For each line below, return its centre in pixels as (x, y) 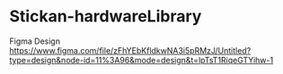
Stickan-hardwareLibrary (106, 16)
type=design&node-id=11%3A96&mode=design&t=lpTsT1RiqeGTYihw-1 (141, 60)
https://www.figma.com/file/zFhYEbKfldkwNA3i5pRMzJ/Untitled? (130, 50)
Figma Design (35, 41)
